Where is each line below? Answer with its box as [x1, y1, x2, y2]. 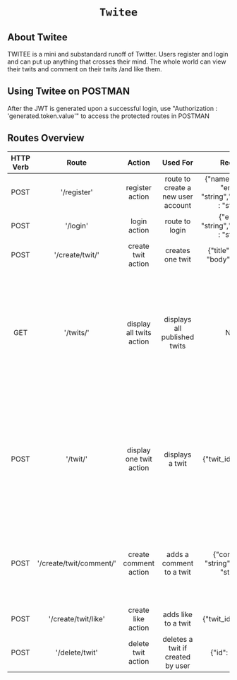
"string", [204, 558, 233, 568]
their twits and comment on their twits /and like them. [7, 65, 162, 73]
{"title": [207, 245, 231, 255]
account [164, 200, 192, 210]
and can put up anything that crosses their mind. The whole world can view [7, 57, 226, 66]
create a [164, 182, 192, 192]
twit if [168, 643, 188, 652]
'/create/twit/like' [48, 614, 105, 623]
